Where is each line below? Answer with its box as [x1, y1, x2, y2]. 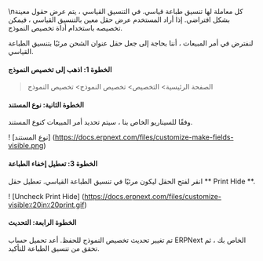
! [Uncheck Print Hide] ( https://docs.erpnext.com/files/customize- [8, 191, 222, 201]
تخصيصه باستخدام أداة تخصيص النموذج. [8, 24, 123, 32]
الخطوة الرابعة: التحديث [8, 218, 77, 227]
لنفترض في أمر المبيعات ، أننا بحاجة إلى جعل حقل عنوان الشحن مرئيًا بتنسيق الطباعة [8, 38, 254, 48]
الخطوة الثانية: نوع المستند [8, 100, 85, 109]
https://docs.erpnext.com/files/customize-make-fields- [54, 132, 234, 142]
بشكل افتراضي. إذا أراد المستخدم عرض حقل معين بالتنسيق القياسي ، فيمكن [8, 15, 230, 24]
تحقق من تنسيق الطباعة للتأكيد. [8, 243, 100, 253]
